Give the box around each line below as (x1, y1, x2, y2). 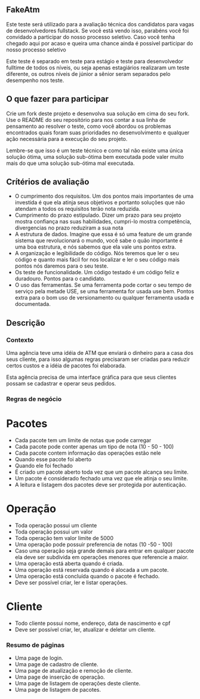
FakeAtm (6, 5, 40, 15)
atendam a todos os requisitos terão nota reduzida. (14, 206, 141, 213)
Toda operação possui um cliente (14, 522, 97, 529)
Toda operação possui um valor (14, 528, 93, 535)
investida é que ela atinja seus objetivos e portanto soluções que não (14, 199, 185, 206)
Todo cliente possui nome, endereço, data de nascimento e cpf (14, 620, 171, 627)
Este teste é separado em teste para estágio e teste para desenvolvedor (6, 57, 184, 65)
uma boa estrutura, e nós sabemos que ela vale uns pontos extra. (14, 243, 176, 250)
